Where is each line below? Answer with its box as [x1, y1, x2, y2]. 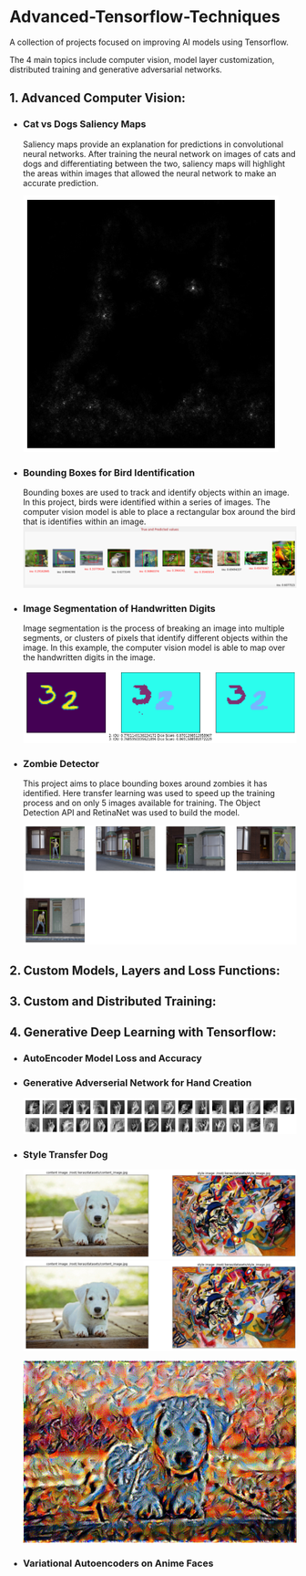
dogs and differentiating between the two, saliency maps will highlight [22, 158, 285, 169]
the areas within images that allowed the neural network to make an [22, 167, 277, 179]
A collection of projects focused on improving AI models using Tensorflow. [9, 37, 290, 47]
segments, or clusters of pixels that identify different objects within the [22, 633, 289, 644]
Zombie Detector [22, 757, 100, 770]
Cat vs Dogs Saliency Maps [22, 118, 147, 131]
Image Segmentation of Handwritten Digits [22, 602, 216, 615]
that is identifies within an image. [22, 516, 147, 527]
